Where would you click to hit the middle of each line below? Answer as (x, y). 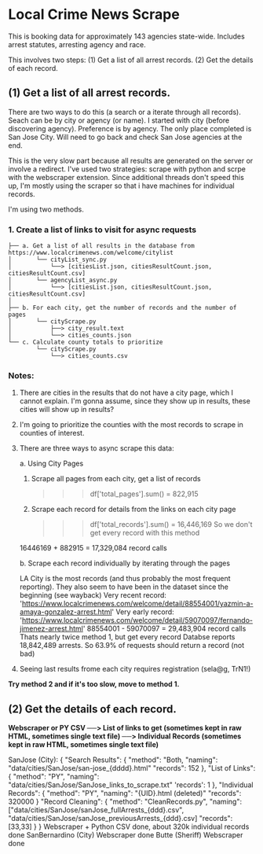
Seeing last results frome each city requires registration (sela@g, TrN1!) (135, 669)
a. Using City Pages (51, 464)
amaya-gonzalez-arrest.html (66, 612)
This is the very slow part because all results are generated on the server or (131, 160)
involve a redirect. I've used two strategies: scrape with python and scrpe (127, 169)
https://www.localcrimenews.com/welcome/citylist (91, 253)
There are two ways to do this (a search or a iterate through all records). (124, 112)
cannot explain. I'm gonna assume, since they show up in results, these (135, 401)
